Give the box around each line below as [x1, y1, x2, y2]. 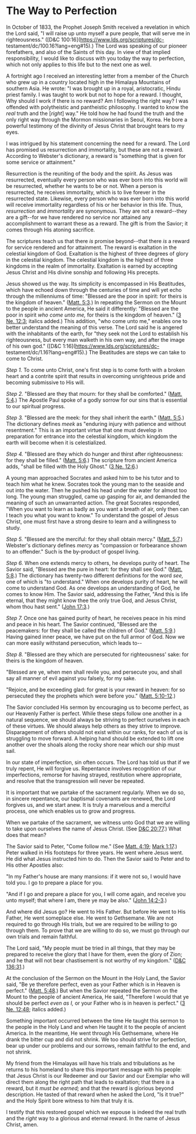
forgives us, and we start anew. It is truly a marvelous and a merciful [6, 801, 171, 808]
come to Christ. [6, 355, 43, 362]
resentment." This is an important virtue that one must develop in [6, 426, 163, 433]
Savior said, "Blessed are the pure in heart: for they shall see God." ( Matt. [6, 566, 183, 573]
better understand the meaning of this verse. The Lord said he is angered [6, 324, 183, 331]
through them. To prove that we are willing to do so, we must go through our [6, 927, 190, 934]
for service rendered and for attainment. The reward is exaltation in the [6, 244, 177, 251]
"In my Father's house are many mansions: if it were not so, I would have [6, 873, 181, 880]
